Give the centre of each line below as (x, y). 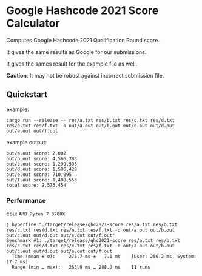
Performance (26, 200)
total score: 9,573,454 (36, 185)
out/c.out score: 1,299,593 (42, 164)
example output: (27, 142)
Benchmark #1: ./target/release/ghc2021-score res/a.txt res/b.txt (93, 241)
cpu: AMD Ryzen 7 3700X (36, 214)
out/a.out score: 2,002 (36, 153)
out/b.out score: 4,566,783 (42, 158)
